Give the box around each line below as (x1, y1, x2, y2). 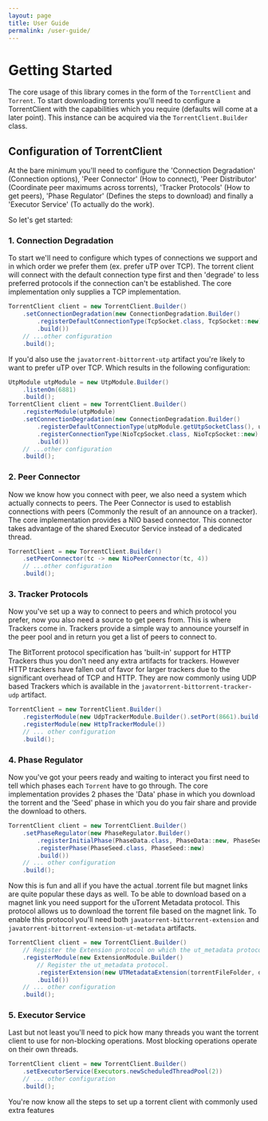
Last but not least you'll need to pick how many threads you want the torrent (8, 1028, 259, 1037)
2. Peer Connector (8, 471, 81, 483)
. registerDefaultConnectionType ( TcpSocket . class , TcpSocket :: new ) (37, 317, 262, 326)
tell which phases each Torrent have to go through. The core (8, 781, 209, 791)
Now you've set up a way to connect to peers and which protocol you (8, 606, 237, 616)
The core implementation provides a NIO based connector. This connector (8, 515, 253, 524)
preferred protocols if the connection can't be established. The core (8, 279, 232, 288)
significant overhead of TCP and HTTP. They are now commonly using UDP (8, 673, 257, 683)
